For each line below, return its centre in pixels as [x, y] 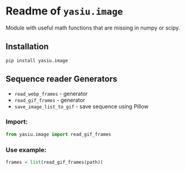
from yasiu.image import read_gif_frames [59, 134]
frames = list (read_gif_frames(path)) [54, 163]
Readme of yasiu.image [64, 11]
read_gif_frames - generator [50, 100]
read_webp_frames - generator [51, 93]
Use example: [26, 150]
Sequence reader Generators [62, 79]
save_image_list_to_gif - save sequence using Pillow [81, 106]
